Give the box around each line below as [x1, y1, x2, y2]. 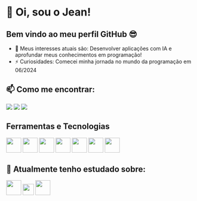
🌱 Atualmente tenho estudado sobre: [6, 164, 146, 175]
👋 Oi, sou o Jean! [6, 5, 91, 19]
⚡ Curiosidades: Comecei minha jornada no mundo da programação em [14, 58, 192, 65]
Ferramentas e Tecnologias [6, 122, 110, 132]
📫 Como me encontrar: [6, 85, 96, 95]
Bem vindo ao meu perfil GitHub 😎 [6, 29, 137, 39]
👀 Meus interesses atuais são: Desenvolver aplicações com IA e [14, 45, 172, 52]
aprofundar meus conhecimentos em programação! [14, 51, 142, 58]
